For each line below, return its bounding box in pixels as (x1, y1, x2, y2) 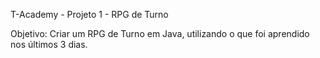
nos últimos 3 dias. (10, 39, 88, 50)
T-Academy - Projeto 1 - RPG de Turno (10, 9, 169, 20)
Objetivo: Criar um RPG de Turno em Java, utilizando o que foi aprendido (10, 28, 310, 39)
